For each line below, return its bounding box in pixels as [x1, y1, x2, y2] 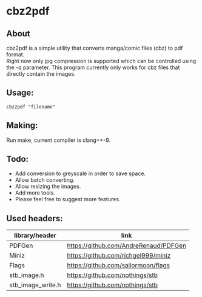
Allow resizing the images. [15, 183, 81, 190]
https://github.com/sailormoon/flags [66, 261, 170, 270]
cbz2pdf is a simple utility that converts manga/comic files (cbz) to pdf [6, 44, 183, 52]
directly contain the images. [6, 70, 76, 77]
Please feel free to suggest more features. [15, 196, 121, 203]
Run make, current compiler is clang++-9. [6, 136, 111, 144]
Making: [6, 120, 38, 131]
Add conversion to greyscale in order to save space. [15, 170, 146, 177]
